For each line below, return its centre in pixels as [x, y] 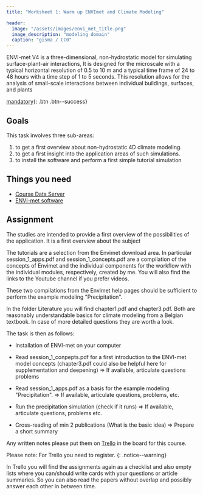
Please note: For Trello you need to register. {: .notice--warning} [87, 455]
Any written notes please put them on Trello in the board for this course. [96, 443]
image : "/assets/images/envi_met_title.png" [69, 29]
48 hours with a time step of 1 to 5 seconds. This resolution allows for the [98, 77]
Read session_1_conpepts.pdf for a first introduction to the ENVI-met [101, 357]
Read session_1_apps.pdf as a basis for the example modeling [92, 388]
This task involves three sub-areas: [50, 135]
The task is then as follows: [40, 333]
